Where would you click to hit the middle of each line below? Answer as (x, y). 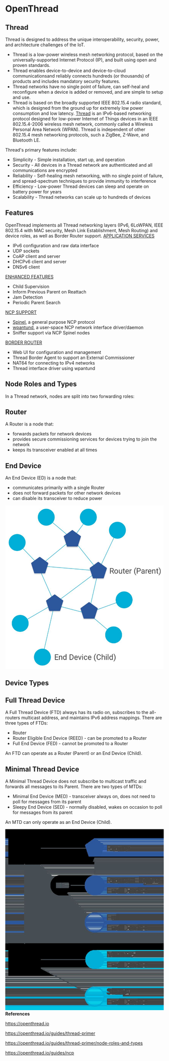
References (18, 1014)
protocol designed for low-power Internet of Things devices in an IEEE (85, 119)
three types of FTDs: (27, 723)
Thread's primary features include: (41, 150)
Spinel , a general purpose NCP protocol (54, 322)
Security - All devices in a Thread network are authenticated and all (82, 165)
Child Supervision (31, 286)
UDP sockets (26, 251)
